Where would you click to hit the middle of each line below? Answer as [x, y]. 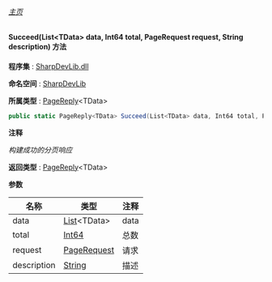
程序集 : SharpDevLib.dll [49, 66]
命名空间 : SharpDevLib [47, 83]
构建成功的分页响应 [40, 150]
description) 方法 [38, 47]
